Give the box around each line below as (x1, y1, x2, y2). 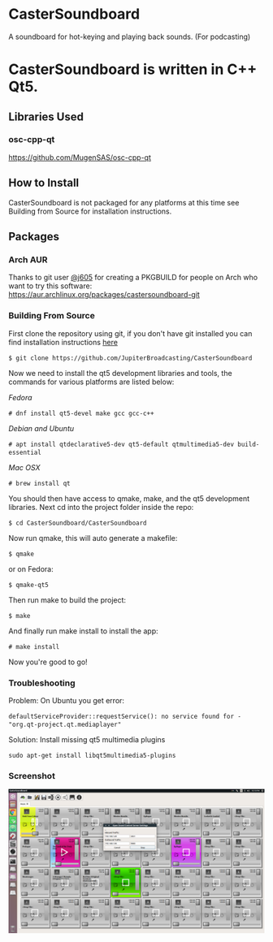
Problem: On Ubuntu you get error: (8, 695, 124, 705)
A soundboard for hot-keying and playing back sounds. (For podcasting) (8, 32, 251, 41)
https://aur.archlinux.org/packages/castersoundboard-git (8, 290, 201, 300)
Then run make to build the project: (8, 594, 127, 605)
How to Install (8, 176, 80, 190)
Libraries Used (8, 110, 84, 123)
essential (8, 448, 42, 456)
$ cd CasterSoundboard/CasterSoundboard (8, 519, 148, 527)
